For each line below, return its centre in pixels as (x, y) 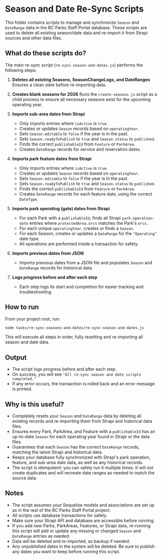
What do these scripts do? (46, 53)
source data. (24, 478)
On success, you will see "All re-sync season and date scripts (77, 374)
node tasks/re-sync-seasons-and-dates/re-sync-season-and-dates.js (75, 328)
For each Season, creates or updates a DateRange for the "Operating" (88, 233)
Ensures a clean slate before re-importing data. (59, 85)
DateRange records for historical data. (56, 268)
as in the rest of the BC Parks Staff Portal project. (61, 510)
